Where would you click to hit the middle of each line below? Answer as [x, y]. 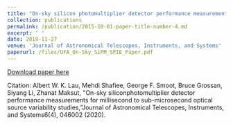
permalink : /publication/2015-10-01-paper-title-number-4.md [97, 26]
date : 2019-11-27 [32, 39]
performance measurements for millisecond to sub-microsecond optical [110, 100]
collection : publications [44, 20]
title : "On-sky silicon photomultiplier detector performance [99, 13]
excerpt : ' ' [26, 33]
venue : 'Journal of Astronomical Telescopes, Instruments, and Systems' [114, 46]
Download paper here [38, 72]
